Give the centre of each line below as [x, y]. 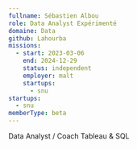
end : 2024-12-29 [50, 61]
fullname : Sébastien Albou [54, 16]
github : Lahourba [37, 38]
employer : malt [48, 76]
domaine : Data [32, 31]
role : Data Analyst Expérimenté [62, 23]
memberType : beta [37, 114]
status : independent [57, 68]
